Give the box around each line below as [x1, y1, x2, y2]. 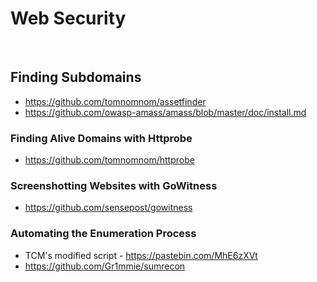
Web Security [10, 7, 127, 30]
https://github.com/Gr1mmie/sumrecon [24, 260, 186, 272]
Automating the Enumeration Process [10, 227, 197, 241]
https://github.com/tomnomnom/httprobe [24, 154, 195, 166]
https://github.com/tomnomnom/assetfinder [24, 95, 207, 107]
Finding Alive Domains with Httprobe [10, 131, 193, 145]
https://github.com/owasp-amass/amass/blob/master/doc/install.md [24, 106, 307, 118]
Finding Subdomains [10, 69, 142, 86]
